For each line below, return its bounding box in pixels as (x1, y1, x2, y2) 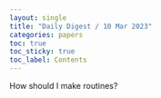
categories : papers (9, 30, 84, 39)
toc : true (9, 38, 47, 48)
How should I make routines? (9, 81, 118, 91)
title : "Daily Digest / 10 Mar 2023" (9, 22, 153, 31)
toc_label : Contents (9, 55, 88, 64)
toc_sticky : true (9, 47, 75, 56)
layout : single (9, 13, 67, 23)
